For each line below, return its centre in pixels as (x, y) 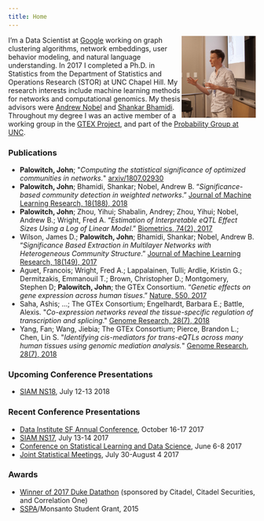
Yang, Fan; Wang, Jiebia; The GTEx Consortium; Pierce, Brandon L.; (129, 329)
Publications (33, 152)
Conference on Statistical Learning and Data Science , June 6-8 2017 (130, 446)
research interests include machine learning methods (94, 90)
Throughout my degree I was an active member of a (92, 115)
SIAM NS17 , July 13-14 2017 (64, 437)
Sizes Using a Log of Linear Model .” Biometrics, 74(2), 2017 (116, 228)
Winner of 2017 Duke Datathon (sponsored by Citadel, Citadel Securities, (137, 492)
